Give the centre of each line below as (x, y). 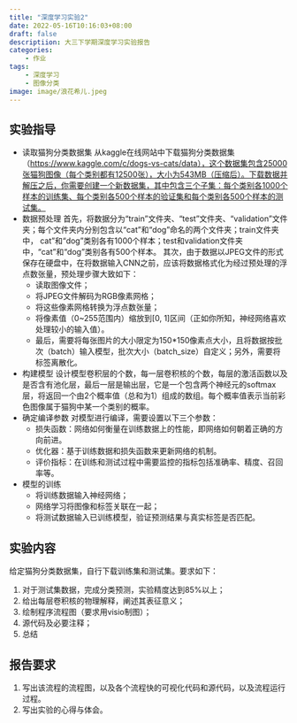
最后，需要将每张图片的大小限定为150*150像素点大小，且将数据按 (155, 341)
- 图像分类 (42, 83)
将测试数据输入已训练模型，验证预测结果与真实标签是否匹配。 (148, 518)
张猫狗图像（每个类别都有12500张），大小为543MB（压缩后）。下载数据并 (155, 174)
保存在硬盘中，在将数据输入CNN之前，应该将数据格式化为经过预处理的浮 (155, 263)
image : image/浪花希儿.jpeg (58, 91)
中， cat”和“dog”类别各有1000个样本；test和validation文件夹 (132, 241)
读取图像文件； (62, 285)
